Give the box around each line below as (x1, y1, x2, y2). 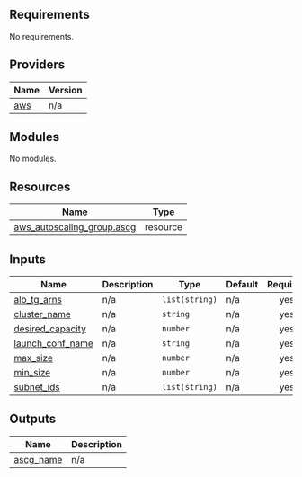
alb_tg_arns (13, 294, 63, 306)
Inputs (9, 252, 47, 267)
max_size (13, 352, 54, 365)
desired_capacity (13, 322, 87, 335)
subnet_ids (13, 381, 60, 393)
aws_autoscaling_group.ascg (13, 221, 137, 234)
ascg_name (13, 453, 63, 465)
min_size (13, 367, 51, 379)
